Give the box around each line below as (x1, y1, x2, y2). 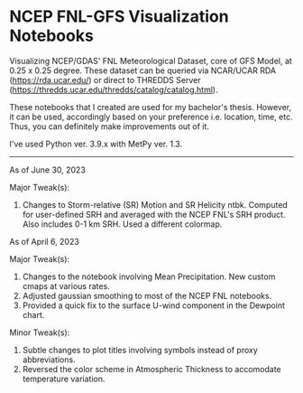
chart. (22, 309, 45, 320)
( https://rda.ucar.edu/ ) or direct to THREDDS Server (9, 74, 201, 85)
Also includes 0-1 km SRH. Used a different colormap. (22, 219, 223, 229)
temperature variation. (22, 373, 106, 384)
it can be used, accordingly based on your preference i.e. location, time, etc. (9, 111, 293, 122)
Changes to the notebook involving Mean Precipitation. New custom (22, 271, 276, 282)
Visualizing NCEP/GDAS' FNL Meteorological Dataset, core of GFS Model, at (9, 55, 293, 66)
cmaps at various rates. (22, 280, 110, 291)
